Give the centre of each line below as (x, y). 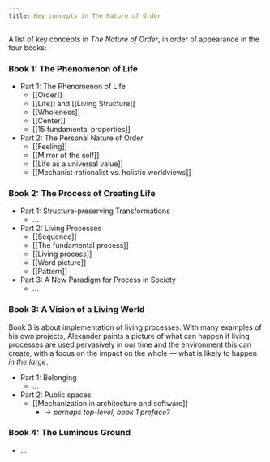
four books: (28, 47)
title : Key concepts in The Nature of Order (85, 16)
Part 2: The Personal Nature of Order (81, 138)
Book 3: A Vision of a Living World (77, 310)
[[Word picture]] (59, 263)
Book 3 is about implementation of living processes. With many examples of (135, 327)
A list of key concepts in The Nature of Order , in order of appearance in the (134, 39)
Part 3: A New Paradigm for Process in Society (98, 280)
